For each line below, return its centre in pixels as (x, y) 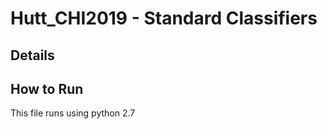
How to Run (47, 88)
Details (32, 55)
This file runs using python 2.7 (73, 113)
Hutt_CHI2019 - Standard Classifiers (164, 18)
